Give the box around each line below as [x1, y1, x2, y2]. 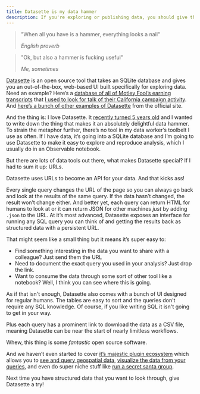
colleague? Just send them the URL [14, 254, 102, 261]
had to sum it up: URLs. [6, 163, 64, 170]
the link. [14, 266, 35, 273]
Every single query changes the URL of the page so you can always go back [6, 186, 193, 193]
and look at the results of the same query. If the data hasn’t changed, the [6, 192, 185, 199]
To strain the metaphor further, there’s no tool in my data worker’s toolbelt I [6, 126, 190, 133]
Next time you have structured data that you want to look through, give [6, 374, 180, 382]
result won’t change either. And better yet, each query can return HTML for [6, 199, 190, 206]
